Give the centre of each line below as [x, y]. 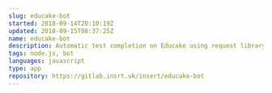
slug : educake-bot [39, 16]
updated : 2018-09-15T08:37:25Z [61, 31]
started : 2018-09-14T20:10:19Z [61, 23]
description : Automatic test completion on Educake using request [123, 46]
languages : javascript [47, 61]
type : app [25, 69]
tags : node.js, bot [41, 53]
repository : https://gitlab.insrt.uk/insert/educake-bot [106, 76]
